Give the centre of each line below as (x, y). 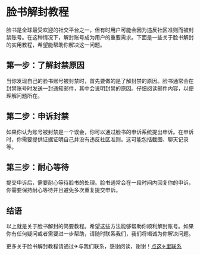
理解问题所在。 (24, 95)
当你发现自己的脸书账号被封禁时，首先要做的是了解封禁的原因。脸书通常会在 (100, 80)
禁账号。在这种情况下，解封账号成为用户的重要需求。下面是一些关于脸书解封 (100, 37)
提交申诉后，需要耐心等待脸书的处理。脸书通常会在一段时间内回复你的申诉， (100, 183)
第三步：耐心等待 (37, 167)
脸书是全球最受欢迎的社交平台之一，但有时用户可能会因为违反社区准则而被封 (100, 30)
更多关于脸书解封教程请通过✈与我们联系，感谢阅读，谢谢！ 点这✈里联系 (94, 246)
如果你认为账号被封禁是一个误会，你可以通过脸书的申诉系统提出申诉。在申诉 (100, 132)
